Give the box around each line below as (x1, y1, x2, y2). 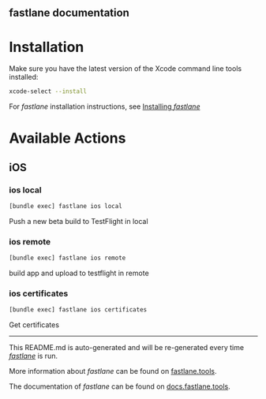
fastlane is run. (9, 351, 58, 361)
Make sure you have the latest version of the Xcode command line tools (9, 64, 242, 73)
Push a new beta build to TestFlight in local (9, 216, 148, 226)
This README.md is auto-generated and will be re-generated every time (9, 343, 244, 352)
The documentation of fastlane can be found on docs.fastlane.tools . (9, 382, 231, 391)
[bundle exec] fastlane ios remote (9, 254, 126, 263)
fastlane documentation (9, 6, 129, 20)
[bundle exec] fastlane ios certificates (9, 306, 148, 314)
